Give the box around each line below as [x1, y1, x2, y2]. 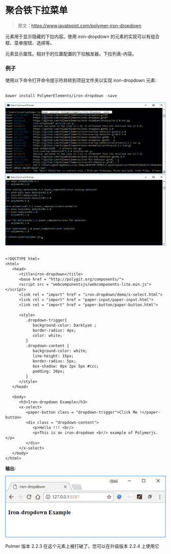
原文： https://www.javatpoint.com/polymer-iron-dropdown [17, 23, 141, 29]
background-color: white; [32, 348, 88, 353]
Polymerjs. [135, 430, 158, 435]
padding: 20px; [32, 369, 65, 374]
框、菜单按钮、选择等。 [5, 39, 54, 46]
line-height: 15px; [32, 353, 74, 359]
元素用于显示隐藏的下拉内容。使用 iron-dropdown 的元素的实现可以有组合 [5, 33, 160, 39]
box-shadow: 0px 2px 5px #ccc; [32, 364, 99, 369]
